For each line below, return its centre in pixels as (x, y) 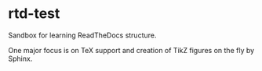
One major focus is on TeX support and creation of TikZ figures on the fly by (131, 50)
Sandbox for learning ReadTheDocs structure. (82, 35)
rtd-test (34, 14)
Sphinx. (20, 59)
